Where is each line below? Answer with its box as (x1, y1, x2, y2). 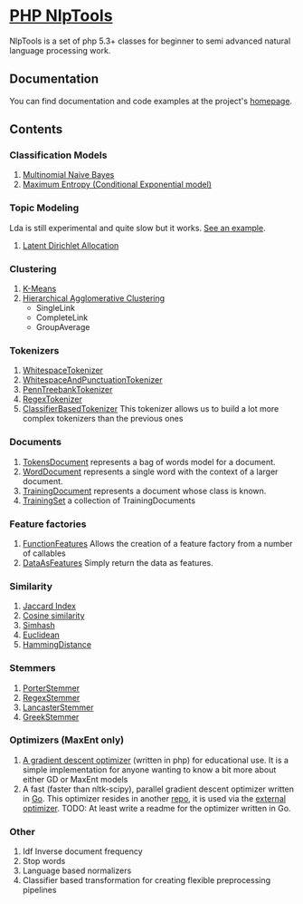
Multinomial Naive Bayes (22, 170, 115, 180)
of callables (22, 548, 66, 559)
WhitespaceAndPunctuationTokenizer (22, 374, 163, 385)
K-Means (22, 283, 57, 295)
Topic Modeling (9, 201, 80, 214)
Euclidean (22, 629, 61, 640)
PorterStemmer (22, 682, 80, 694)
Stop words (22, 856, 66, 867)
